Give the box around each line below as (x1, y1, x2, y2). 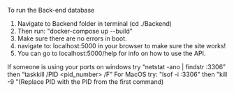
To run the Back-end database (7, 6, 95, 14)
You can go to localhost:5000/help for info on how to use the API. (17, 49, 206, 57)
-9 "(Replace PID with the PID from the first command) (7, 78, 164, 86)
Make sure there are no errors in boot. (17, 34, 127, 43)
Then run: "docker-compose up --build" (17, 27, 133, 35)
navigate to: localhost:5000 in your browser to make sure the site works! (17, 42, 226, 50)
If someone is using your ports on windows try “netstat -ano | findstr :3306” (7, 63, 226, 71)
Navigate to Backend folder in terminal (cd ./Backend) (17, 20, 173, 27)
